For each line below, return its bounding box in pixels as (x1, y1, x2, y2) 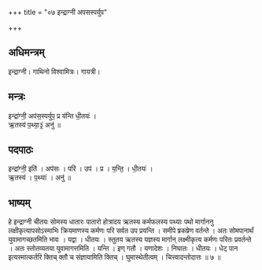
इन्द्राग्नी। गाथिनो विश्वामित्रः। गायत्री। (8, 67, 101, 76)
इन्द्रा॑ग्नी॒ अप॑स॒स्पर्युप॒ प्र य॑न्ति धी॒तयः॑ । (8, 111, 97, 120)
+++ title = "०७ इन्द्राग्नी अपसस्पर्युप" (8, 8, 108, 17)
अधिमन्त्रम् (8, 46, 45, 59)
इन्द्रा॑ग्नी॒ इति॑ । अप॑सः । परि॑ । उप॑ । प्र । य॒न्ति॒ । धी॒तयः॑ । (8, 164, 153, 173)
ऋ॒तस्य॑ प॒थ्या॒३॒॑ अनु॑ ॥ (8, 120, 61, 129)
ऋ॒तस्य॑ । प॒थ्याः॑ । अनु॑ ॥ (8, 173, 72, 183)
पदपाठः (8, 143, 34, 157)
